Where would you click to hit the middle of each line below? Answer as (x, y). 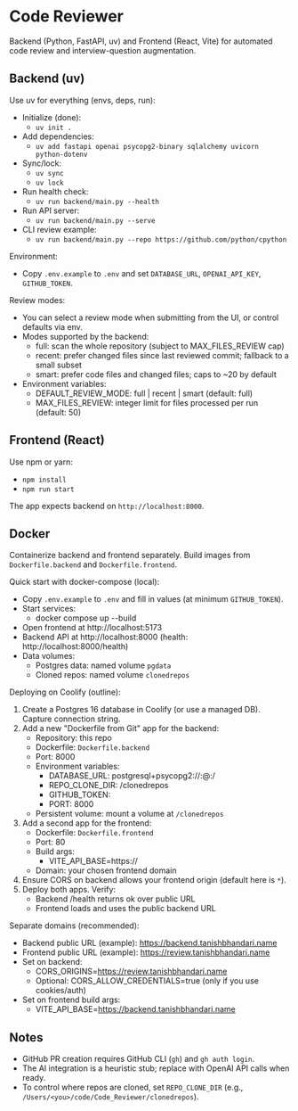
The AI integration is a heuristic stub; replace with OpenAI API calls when (156, 1068)
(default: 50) (58, 412)
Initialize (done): (52, 117)
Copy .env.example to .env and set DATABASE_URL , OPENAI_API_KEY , (141, 273)
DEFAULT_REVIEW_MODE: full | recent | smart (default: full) (144, 393)
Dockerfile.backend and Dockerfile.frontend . (93, 564)
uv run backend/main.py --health (97, 202)
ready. (34, 1078)
